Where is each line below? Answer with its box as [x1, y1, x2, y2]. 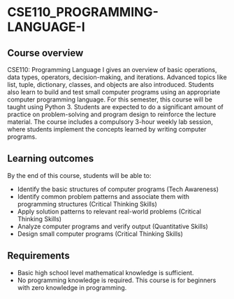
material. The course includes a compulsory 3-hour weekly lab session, [7, 118, 213, 126]
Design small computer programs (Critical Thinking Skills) [17, 229, 184, 238]
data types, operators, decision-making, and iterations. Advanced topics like [7, 73, 227, 81]
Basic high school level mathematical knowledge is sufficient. [17, 268, 194, 277]
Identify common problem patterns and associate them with [17, 192, 190, 200]
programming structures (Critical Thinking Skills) [17, 200, 157, 208]
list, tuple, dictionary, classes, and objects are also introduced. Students [7, 81, 214, 88]
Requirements [7, 250, 70, 262]
